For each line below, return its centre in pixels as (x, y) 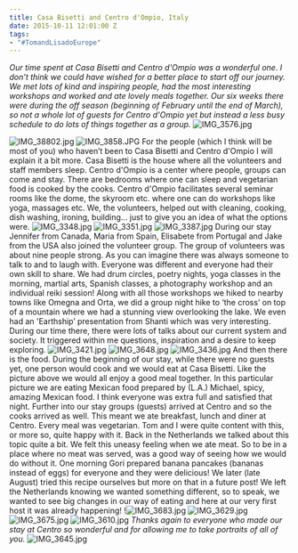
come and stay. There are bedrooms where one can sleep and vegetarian (144, 180)
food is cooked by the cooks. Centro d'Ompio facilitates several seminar (141, 189)
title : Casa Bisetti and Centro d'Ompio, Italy (99, 17)
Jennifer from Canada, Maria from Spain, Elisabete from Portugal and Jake (146, 236)
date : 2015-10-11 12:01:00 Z (63, 26)
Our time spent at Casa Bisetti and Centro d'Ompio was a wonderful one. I (146, 68)
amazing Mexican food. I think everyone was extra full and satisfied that (141, 397)
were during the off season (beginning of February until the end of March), (146, 106)
